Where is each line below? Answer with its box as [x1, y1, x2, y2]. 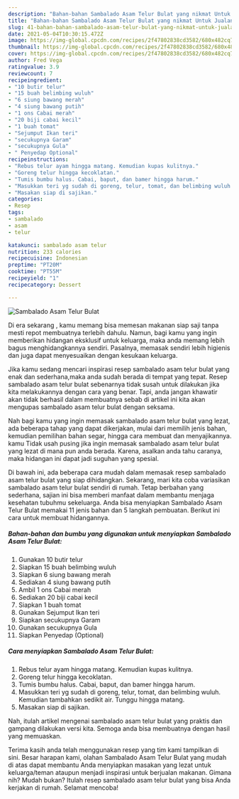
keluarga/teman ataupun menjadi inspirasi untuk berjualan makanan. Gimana [8, 768, 232, 776]
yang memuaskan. [8, 731, 62, 740]
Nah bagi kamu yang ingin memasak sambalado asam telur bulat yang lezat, [8, 416, 230, 425]
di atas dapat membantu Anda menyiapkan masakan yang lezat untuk [8, 761, 211, 769]
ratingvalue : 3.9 [8, 63, 60, 70]
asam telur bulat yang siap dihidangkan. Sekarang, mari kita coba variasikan [8, 475, 230, 484]
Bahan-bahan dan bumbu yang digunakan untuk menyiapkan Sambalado [8, 529, 231, 538]
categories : [8, 196, 43, 203]
